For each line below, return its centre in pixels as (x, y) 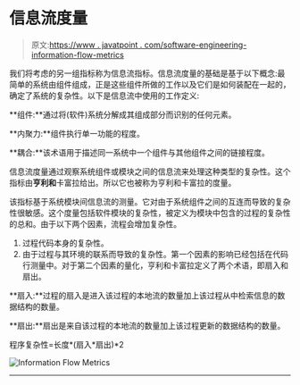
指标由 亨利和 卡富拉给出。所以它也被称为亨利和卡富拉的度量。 (123, 182)
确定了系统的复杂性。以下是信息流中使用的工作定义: (104, 96)
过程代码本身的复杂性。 (65, 243)
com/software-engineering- (196, 45)
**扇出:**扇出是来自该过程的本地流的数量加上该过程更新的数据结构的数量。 (147, 325)
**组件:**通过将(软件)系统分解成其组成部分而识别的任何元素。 (123, 114)
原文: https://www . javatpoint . (87, 45)
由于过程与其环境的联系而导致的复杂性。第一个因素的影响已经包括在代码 (155, 254)
